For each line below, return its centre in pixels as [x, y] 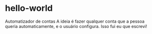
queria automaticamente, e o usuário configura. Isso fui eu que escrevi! [76, 26]
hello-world [29, 8]
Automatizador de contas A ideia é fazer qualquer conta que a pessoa [75, 21]
